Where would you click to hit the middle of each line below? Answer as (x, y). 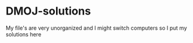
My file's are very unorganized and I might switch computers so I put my (96, 28)
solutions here (24, 34)
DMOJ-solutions (48, 11)
